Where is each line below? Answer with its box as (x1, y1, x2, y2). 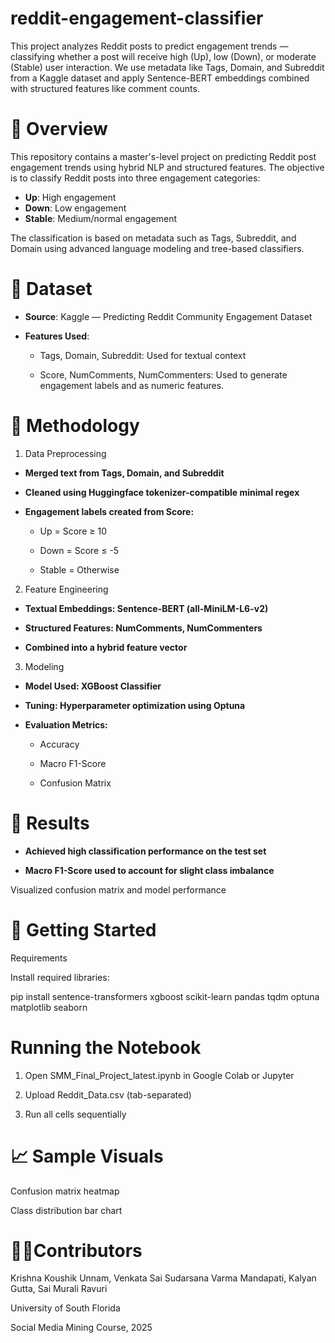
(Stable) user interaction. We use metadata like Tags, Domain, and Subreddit (10, 61, 325, 73)
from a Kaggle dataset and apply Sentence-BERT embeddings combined (10, 72, 310, 84)
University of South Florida (10, 1302, 121, 1314)
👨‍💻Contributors (10, 1239, 143, 1262)
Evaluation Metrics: (24, 718, 108, 731)
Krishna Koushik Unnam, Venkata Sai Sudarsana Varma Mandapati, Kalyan (10, 1272, 317, 1284)
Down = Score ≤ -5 (39, 544, 120, 556)
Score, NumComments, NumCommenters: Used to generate (39, 368, 288, 381)
